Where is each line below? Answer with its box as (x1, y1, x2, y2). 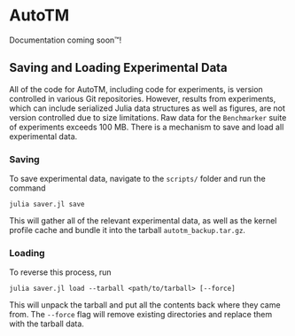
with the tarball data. (9, 318, 84, 329)
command (9, 183, 46, 193)
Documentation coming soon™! (9, 35, 122, 45)
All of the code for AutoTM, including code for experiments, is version (9, 83, 263, 94)
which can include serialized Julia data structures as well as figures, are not (9, 103, 286, 113)
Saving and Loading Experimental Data (9, 60, 228, 75)
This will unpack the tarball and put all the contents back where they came (9, 300, 281, 310)
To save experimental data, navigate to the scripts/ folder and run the (9, 174, 266, 184)
